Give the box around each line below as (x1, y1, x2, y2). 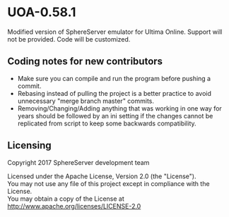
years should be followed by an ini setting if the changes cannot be (17, 111, 213, 120)
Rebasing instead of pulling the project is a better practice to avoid (17, 89, 212, 97)
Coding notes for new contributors (7, 56, 163, 68)
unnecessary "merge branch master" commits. (17, 97, 154, 105)
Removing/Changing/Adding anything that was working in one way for (17, 104, 223, 113)
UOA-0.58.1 (7, 4, 76, 20)
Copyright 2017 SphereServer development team (7, 158, 150, 166)
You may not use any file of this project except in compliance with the (7, 179, 210, 187)
